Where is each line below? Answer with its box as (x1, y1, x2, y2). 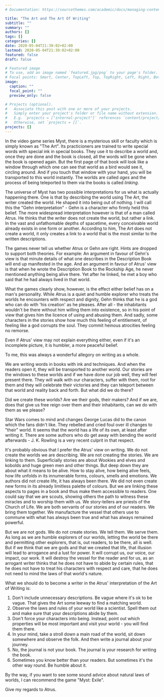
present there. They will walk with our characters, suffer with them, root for (5, 377, 156, 382)
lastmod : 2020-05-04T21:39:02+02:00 (5, 47, 80, 53)
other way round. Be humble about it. (12, 662, 87, 668)
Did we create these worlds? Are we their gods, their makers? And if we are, (5, 397, 158, 403)
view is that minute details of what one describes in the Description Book (5, 255, 152, 262)
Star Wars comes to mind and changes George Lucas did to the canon (5, 416, 146, 422)
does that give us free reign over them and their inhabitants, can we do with (5, 402, 157, 407)
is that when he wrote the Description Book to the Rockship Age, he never (5, 266, 154, 272)
